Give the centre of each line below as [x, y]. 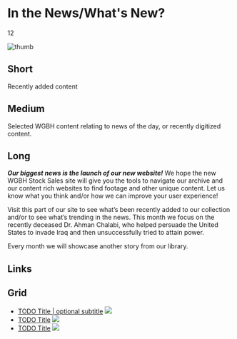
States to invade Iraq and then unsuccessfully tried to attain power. [106, 233]
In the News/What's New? [86, 13]
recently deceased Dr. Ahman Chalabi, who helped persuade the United [113, 225]
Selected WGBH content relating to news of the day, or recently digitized [114, 126]
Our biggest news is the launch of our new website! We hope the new [112, 173]
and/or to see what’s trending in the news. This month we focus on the [111, 217]
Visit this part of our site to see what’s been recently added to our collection [119, 210]
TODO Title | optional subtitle [60, 311]
